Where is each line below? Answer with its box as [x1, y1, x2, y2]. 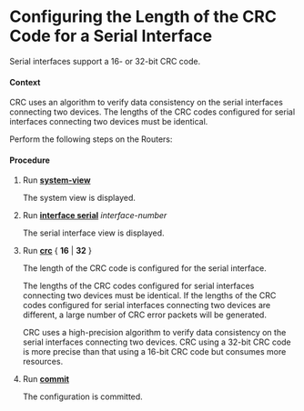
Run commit [22, 374, 70, 385]
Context [9, 76, 41, 87]
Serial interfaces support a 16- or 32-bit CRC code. [9, 55, 201, 66]
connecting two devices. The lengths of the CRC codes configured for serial [9, 106, 296, 117]
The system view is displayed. [22, 193, 137, 204]
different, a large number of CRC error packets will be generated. [22, 309, 267, 320]
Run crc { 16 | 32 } [22, 246, 93, 256]
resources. [22, 356, 64, 367]
